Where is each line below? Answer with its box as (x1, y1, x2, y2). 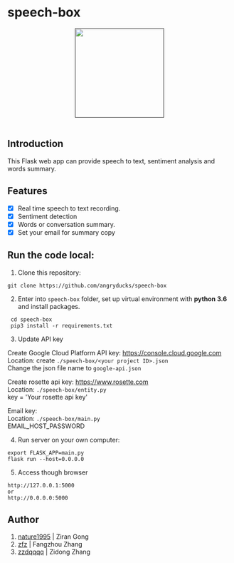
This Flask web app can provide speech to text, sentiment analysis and (7, 156, 216, 165)
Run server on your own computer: (17, 435, 120, 444)
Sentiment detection (17, 212, 78, 220)
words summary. (7, 164, 57, 173)
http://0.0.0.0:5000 (7, 494, 69, 502)
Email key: (7, 406, 38, 415)
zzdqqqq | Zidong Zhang (17, 547, 91, 557)
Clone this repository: (17, 268, 81, 277)
